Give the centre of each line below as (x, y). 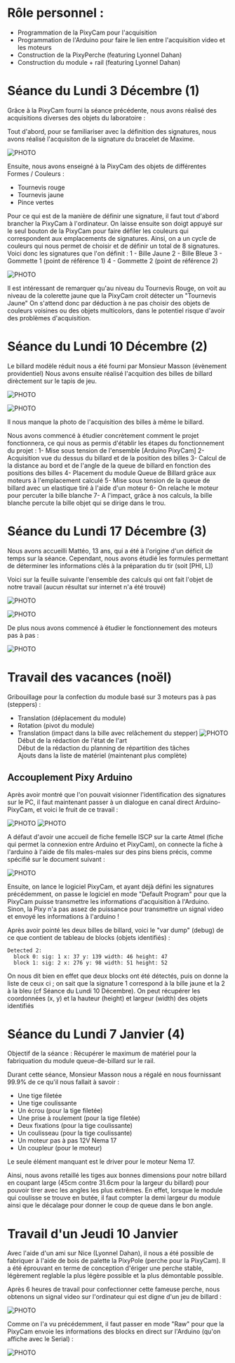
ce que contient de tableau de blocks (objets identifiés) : (89, 937)
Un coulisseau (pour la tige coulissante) (75, 1133)
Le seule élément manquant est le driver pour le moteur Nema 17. (101, 1162)
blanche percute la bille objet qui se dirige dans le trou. (87, 503)
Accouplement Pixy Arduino (70, 778)
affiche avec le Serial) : (40, 1339)
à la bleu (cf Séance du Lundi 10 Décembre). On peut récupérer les (104, 991)
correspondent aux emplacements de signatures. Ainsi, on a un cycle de (112, 238)
